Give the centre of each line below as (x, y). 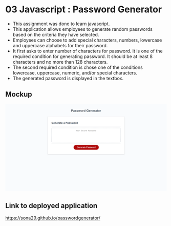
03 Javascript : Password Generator (84, 10)
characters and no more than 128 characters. (60, 62)
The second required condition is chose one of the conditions (78, 67)
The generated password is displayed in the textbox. (68, 78)
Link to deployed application (51, 206)
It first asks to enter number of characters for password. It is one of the (88, 51)
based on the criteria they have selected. (56, 34)
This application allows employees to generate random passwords (82, 29)
